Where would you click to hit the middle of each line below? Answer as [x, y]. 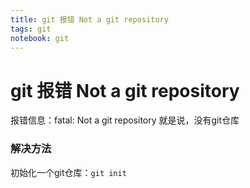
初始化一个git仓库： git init [68, 172]
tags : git [31, 29]
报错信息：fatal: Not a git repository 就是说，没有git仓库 [125, 120]
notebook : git [40, 38]
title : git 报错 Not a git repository [89, 19]
